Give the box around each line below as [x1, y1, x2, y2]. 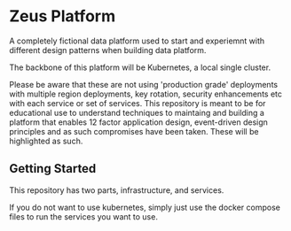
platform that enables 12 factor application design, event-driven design [9, 117, 269, 127]
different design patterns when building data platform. [9, 44, 207, 55]
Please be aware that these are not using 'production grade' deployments [9, 79, 278, 89]
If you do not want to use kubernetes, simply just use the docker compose [9, 202, 281, 212]
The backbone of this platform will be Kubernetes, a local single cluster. [9, 62, 271, 73]
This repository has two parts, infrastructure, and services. [9, 184, 224, 196]
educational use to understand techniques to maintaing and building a [9, 107, 264, 118]
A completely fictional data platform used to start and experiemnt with [9, 35, 265, 46]
